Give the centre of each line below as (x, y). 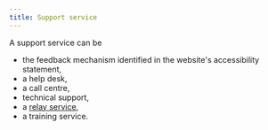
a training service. (55, 116)
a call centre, (46, 88)
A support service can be (56, 42)
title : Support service (53, 17)
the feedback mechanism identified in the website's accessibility (141, 59)
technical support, (55, 97)
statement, (42, 69)
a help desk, (45, 78)
